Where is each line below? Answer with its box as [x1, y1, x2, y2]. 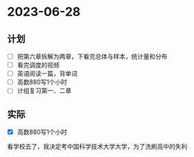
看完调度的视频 [16, 61, 60, 69]
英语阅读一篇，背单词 [16, 70, 77, 78]
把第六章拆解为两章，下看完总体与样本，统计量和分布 [16, 53, 168, 60]
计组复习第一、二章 [16, 87, 72, 95]
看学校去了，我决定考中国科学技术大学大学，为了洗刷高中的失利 [7, 143, 187, 151]
